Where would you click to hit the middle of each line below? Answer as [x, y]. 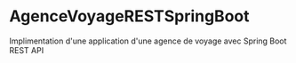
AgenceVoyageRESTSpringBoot [129, 16]
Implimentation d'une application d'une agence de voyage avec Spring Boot [148, 41]
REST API [27, 50]
